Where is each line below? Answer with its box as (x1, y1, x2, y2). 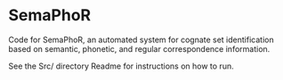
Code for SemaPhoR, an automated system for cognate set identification (8, 34, 274, 45)
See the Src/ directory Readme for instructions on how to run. (8, 61, 234, 71)
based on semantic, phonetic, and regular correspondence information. (8, 43, 271, 54)
